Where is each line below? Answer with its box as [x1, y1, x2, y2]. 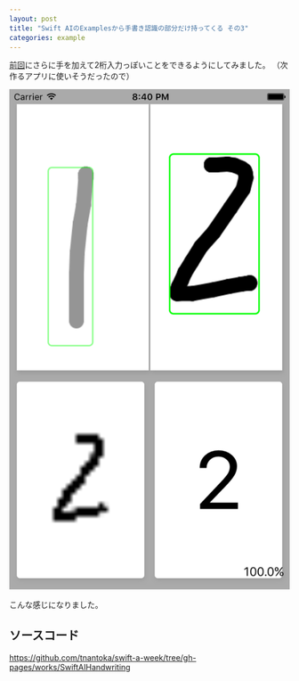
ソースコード [9, 628, 79, 644]
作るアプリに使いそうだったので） [9, 71, 134, 82]
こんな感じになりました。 [9, 599, 103, 610]
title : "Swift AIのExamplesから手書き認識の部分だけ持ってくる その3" [9, 23, 249, 33]
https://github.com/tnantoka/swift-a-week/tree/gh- [9, 652, 197, 663]
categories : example [9, 33, 86, 42]
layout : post [9, 14, 58, 23]
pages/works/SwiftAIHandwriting [9, 661, 131, 672]
